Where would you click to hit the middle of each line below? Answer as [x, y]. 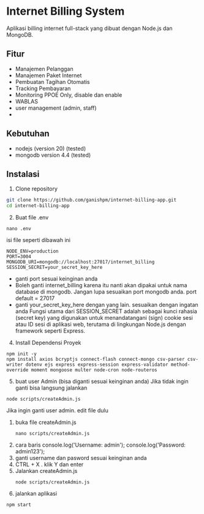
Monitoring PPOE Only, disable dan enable [69, 95]
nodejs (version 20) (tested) [51, 148]
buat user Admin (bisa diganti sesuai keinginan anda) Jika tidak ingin [102, 382]
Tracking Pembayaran [43, 88]
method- [180, 365]
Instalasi [23, 174]
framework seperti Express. [50, 331]
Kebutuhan [28, 134]
